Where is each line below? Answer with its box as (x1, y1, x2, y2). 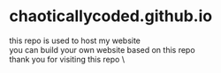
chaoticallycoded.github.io (9, 6, 213, 26)
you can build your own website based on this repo (9, 44, 196, 55)
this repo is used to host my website (9, 35, 141, 46)
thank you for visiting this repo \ (9, 54, 126, 64)
